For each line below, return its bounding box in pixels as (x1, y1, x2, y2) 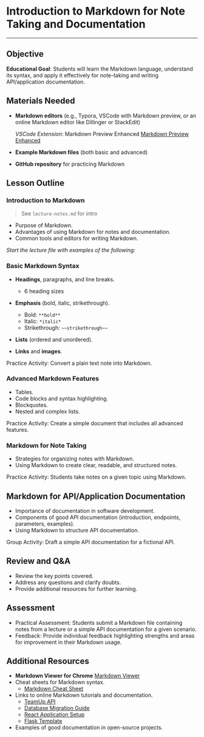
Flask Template (24, 718, 63, 725)
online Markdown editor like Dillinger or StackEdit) (15, 118, 141, 125)
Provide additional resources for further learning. (15, 585, 138, 592)
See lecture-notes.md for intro (21, 210, 98, 217)
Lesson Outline (6, 178, 65, 188)
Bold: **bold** (24, 311, 61, 318)
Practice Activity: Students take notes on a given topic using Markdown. (6, 473, 186, 481)
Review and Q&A (6, 556, 71, 566)
